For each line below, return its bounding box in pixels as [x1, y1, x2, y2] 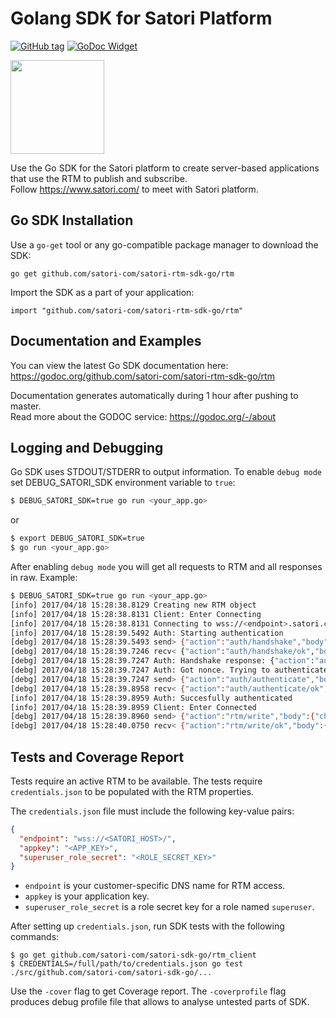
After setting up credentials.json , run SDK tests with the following [10, 920, 285, 932]
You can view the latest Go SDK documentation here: [10, 359, 229, 371]
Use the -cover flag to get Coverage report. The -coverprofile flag [10, 985, 287, 997]
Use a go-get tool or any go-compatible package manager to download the [10, 238, 319, 251]
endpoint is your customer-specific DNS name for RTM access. [24, 880, 286, 892]
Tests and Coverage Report [10, 748, 185, 766]
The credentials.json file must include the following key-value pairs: [10, 805, 295, 817]
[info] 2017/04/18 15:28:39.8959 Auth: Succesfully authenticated [10, 693, 293, 703]
